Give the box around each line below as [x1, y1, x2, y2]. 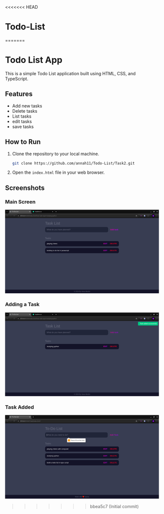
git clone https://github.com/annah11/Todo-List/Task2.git [12, 161, 135, 165]
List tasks [12, 113, 32, 119]
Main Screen [5, 198, 36, 205]
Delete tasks [12, 108, 38, 114]
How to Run [5, 138, 41, 146]
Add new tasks [12, 103, 42, 109]
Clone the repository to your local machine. [12, 151, 99, 157]
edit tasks [12, 118, 32, 124]
